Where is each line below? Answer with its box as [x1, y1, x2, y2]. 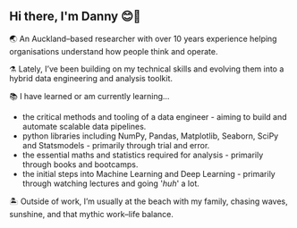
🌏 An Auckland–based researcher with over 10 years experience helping [9, 33, 277, 44]
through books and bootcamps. [21, 158, 139, 170]
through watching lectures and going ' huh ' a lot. [21, 178, 199, 189]
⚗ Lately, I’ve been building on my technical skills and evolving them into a [9, 63, 284, 74]
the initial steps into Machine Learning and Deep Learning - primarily [21, 168, 276, 179]
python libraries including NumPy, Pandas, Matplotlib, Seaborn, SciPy [21, 131, 279, 141]
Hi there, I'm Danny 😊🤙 [9, 9, 141, 24]
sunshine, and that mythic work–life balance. [9, 208, 174, 219]
